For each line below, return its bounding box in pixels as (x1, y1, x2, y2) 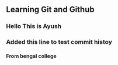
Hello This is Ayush (6, 22, 62, 30)
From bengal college (6, 52, 57, 59)
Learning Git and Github (6, 5, 95, 15)
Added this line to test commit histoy (6, 38, 113, 46)
